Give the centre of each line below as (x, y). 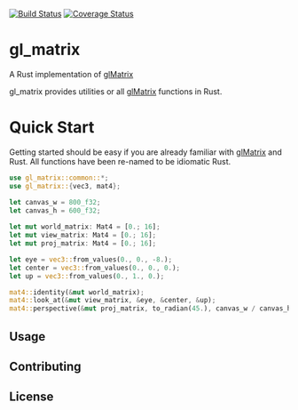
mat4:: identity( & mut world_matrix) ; (77, 292)
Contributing (45, 366)
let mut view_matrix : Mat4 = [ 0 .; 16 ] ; (83, 236)
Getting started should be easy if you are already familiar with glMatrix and (145, 152)
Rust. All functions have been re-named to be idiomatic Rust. (120, 161)
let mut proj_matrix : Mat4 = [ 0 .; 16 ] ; (83, 244)
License (31, 397)
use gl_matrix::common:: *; (59, 178)
